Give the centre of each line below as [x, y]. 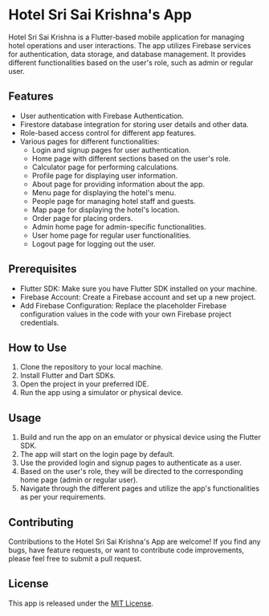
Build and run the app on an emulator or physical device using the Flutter [140, 437]
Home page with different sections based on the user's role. [131, 158]
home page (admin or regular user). [79, 480]
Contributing [41, 522]
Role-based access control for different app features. [108, 133]
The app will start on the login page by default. [97, 455]
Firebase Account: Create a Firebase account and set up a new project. [138, 297]
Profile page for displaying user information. [105, 175]
